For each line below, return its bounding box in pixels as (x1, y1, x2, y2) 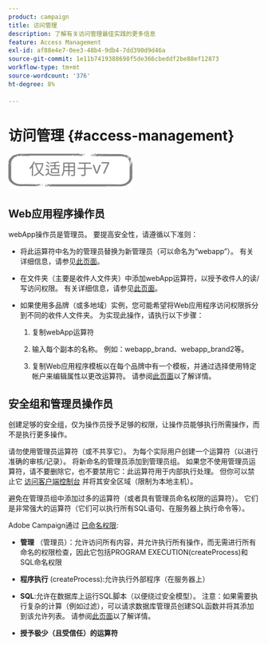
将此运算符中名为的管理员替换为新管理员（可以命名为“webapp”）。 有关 (19, 247, 254, 256)
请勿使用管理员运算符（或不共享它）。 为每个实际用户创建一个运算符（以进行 (8, 447, 258, 457)
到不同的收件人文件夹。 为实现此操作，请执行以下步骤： (19, 311, 204, 320)
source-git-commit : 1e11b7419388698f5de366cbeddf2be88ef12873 (8, 55, 219, 63)
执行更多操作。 (22, 429, 72, 439)
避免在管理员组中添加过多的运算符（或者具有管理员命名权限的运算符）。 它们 (8, 493, 258, 503)
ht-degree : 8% (8, 80, 56, 88)
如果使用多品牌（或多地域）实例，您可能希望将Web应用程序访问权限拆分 (19, 300, 259, 311)
